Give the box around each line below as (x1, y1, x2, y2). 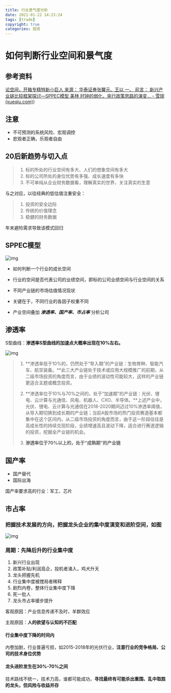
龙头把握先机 (12, 572, 40, 578)
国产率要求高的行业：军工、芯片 (5, 488, 72, 494)
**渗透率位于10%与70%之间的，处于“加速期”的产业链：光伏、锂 (25, 390, 160, 397)
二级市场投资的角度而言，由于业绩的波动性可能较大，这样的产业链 (25, 374, 164, 380)
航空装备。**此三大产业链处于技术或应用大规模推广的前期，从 (34, 367, 164, 373)
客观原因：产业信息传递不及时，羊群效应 (5, 609, 90, 615)
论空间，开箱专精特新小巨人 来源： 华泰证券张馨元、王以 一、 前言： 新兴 (5, 86, 159, 93)
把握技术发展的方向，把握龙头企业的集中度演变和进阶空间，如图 (5, 521, 162, 528)
